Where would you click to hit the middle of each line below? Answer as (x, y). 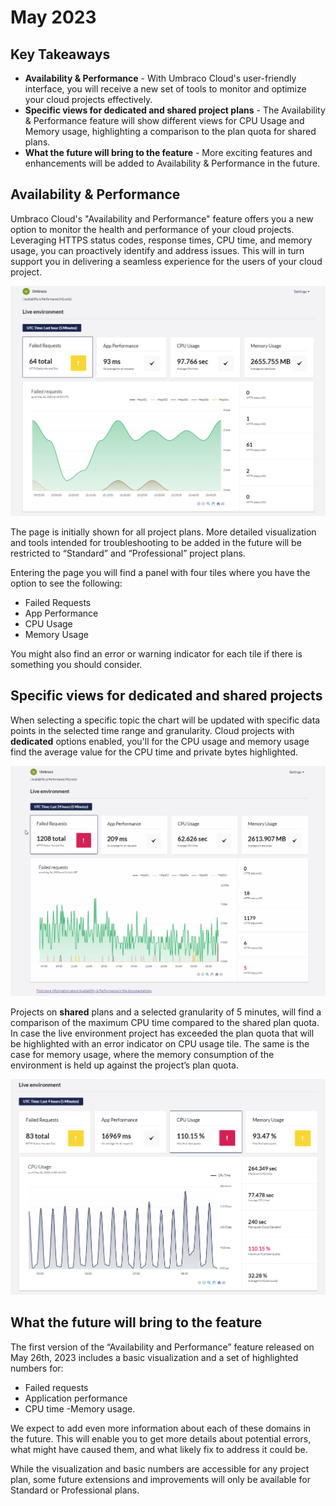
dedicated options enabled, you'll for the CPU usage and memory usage (160, 741)
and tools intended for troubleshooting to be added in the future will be (156, 542)
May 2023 (53, 17)
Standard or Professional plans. (75, 1490)
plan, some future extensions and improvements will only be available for (160, 1479)
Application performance (76, 1398)
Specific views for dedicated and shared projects (166, 696)
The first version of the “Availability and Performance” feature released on (162, 1347)
